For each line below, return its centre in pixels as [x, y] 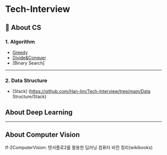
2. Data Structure [26, 80]
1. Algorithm [20, 42]
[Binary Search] [28, 63]
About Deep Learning [39, 112]
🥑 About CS [23, 28]
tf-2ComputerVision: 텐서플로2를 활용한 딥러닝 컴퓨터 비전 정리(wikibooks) [79, 147]
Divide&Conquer [29, 58]
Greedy [20, 52]
